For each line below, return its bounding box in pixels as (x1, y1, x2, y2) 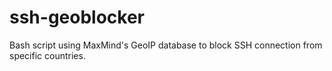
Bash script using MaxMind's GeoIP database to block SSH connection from (9, 39, 323, 51)
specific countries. (9, 49, 86, 61)
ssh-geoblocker (9, 6, 146, 29)
